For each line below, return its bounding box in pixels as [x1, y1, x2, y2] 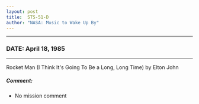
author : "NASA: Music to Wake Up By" [6, 19, 99, 25]
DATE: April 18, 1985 [6, 45, 65, 53]
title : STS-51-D [6, 14, 49, 20]
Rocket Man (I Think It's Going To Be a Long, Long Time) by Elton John [6, 63, 179, 71]
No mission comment [14, 92, 67, 99]
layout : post [6, 8, 38, 15]
